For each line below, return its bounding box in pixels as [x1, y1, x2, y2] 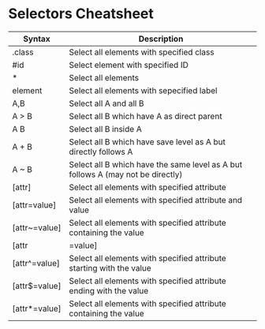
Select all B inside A [69, 123, 142, 134]
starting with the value [69, 262, 151, 273]
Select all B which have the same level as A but [69, 159, 243, 170]
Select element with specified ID [69, 59, 189, 70]
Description [138, 33, 184, 44]
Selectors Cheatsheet [8, 5, 154, 23]
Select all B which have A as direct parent [69, 110, 222, 122]
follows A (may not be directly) [69, 169, 183, 180]
